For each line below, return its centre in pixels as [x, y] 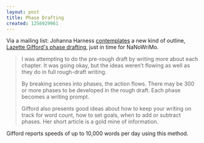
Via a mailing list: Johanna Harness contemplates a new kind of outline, [96, 41]
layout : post [23, 12]
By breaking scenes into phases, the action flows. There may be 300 [108, 84]
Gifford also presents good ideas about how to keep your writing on [106, 109]
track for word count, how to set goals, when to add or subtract [101, 115]
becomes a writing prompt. [55, 97]
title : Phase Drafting [35, 18]
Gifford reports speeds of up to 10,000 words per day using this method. [97, 134]
